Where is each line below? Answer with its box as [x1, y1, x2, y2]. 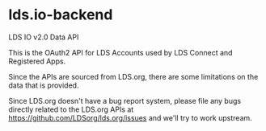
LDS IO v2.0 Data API [8, 32, 79, 42]
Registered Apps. [8, 56, 66, 66]
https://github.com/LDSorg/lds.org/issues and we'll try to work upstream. [8, 113, 252, 122]
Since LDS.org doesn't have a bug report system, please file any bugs [8, 96, 241, 105]
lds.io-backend [8, 6, 113, 24]
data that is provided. [8, 80, 79, 90]
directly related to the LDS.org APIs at [8, 104, 134, 114]
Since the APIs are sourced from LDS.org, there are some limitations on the [8, 72, 259, 81]
